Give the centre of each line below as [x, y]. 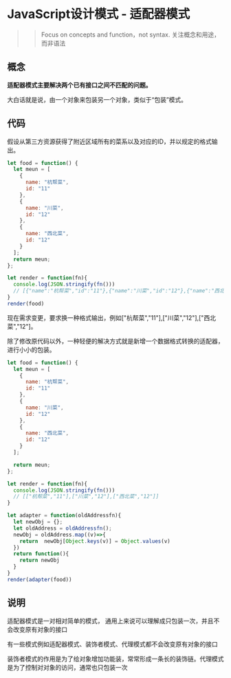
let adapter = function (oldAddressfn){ [64, 516]
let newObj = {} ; [38, 522]
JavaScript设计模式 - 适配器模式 [99, 14]
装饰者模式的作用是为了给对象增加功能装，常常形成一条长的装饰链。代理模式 [115, 659]
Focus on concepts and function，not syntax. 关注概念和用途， [130, 34]
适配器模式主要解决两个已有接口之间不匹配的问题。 [79, 85]
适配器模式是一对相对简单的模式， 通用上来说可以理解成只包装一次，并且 [110, 621]
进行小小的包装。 [31, 350]
